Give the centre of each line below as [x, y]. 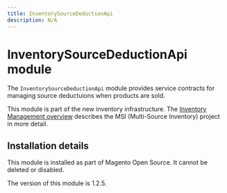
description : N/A [32, 20]
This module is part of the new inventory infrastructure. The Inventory [107, 109]
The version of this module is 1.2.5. [57, 183]
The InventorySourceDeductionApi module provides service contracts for [111, 88]
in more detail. [28, 124]
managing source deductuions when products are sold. [86, 96]
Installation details [48, 145]
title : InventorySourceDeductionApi [60, 14]
